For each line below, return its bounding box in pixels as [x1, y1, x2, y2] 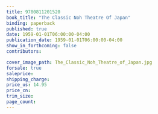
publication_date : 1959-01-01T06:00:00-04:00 [6, 37, 122, 43]
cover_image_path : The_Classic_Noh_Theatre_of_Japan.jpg [6, 59, 153, 65]
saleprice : [6, 70, 34, 76]
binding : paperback [6, 20, 55, 26]
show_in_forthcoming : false [6, 43, 77, 49]
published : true [6, 25, 47, 32]
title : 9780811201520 [6, 8, 61, 15]
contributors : [6, 49, 42, 55]
